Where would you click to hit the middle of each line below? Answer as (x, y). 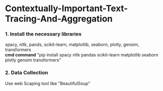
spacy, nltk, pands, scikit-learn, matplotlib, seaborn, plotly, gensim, (72, 45)
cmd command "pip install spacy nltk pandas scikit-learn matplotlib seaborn (82, 55)
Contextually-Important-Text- (66, 9)
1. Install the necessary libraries (43, 34)
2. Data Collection (27, 73)
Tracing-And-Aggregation (59, 19)
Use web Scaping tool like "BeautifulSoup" (48, 83)
